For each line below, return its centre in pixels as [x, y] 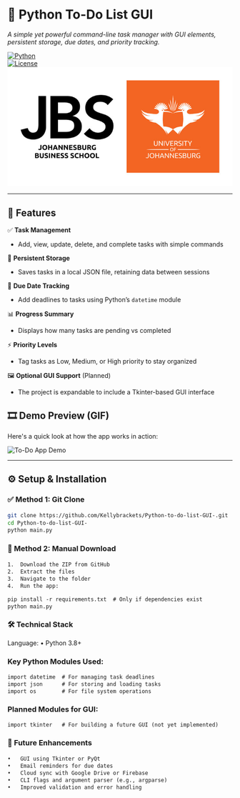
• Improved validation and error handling [75, 787]
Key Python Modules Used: [55, 662]
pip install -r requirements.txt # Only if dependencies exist [105, 599]
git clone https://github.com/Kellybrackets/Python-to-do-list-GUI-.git [118, 515]
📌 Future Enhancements [50, 743]
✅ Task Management [39, 230]
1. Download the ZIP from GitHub [59, 564]
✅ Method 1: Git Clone [46, 499]
